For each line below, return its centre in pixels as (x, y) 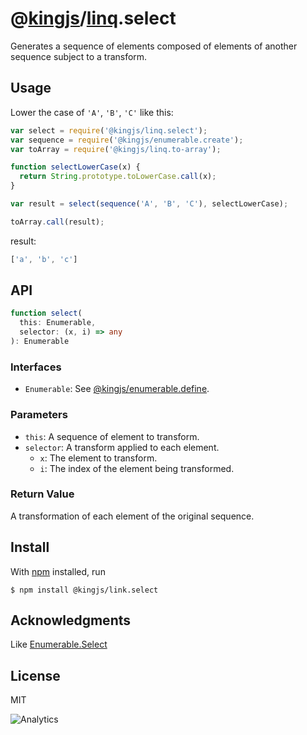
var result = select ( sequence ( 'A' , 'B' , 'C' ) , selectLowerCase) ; (149, 204)
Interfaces (36, 367)
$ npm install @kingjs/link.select (84, 590)
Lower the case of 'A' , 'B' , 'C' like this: (92, 112)
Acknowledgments (71, 620)
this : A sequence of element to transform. (112, 436)
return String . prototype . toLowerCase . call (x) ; (118, 177)
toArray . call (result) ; (57, 222)
